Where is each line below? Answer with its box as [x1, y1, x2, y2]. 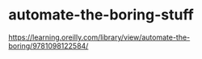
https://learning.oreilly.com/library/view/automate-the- [8, 32, 191, 42]
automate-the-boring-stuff [8, 6, 194, 24]
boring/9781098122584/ [8, 40, 89, 50]
